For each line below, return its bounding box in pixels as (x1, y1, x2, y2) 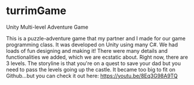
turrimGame (6, 4, 66, 18)
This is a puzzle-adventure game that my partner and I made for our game (6, 35, 186, 42)
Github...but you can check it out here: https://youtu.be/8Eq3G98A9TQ (6, 72, 178, 79)
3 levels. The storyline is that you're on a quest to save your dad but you (6, 60, 181, 67)
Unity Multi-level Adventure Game (6, 23, 89, 30)
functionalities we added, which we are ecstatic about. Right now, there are (6, 53, 188, 60)
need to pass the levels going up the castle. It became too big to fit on (6, 66, 176, 73)
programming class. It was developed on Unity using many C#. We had (6, 41, 178, 48)
